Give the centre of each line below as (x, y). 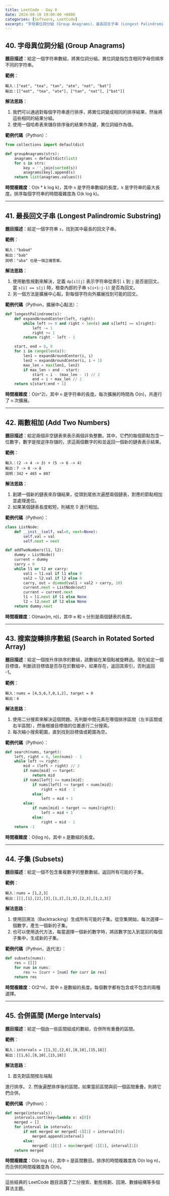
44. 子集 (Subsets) (34, 859)
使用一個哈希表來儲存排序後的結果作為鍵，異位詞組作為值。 (74, 125)
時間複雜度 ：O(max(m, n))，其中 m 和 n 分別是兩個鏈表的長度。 (70, 616)
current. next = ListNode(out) (55, 588)
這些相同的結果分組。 (34, 118)
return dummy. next (33, 606)
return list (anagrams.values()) (48, 177)
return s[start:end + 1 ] (40, 384)
